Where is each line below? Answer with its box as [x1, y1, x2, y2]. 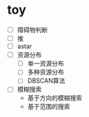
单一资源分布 [27, 59, 64, 67]
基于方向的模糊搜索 [27, 94, 83, 102]
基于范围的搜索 [27, 103, 70, 111]
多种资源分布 [27, 68, 64, 76]
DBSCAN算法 [27, 76, 66, 85]
